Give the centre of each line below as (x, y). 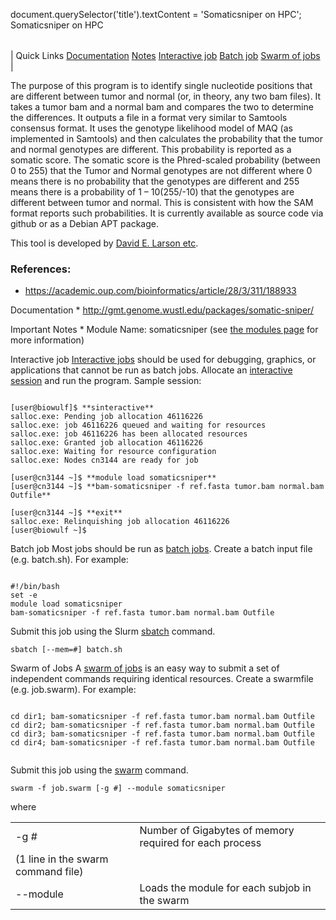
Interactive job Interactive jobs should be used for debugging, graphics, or (163, 360)
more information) (47, 340)
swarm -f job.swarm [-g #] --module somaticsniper (118, 789)
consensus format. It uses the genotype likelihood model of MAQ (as (151, 128)
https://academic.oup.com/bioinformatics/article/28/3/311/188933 (160, 291)
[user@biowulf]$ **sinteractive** (82, 408)
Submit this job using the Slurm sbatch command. (113, 631)
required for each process (200, 843)
